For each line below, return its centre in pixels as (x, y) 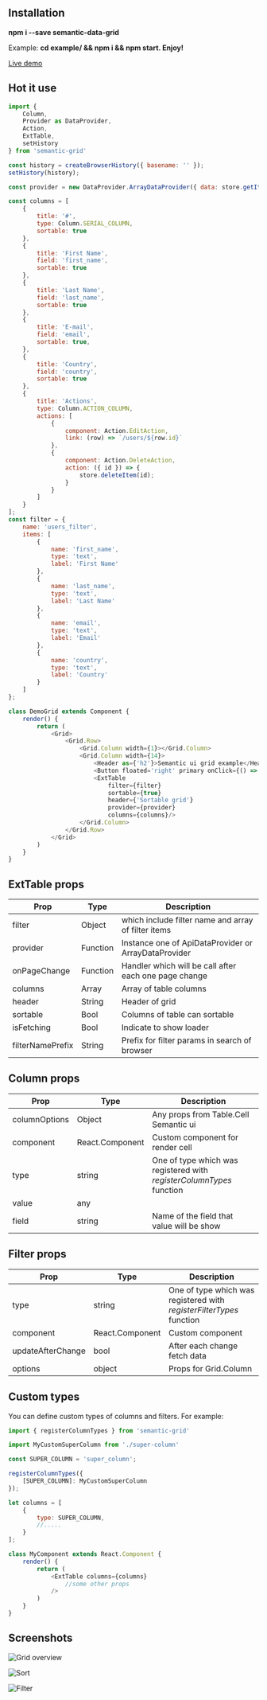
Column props (44, 1079)
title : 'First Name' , (73, 253)
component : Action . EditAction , (117, 431)
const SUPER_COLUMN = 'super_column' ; (72, 1460)
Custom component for (195, 1137)
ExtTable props (46, 884)
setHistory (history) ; (44, 173)
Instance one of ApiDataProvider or (187, 943)
